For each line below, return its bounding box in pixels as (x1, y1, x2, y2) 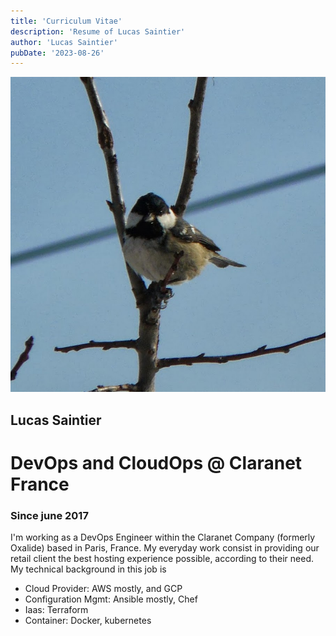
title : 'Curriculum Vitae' (10, 16, 123, 26)
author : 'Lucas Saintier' (10, 37, 118, 47)
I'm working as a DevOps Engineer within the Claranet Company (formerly (10, 531, 316, 544)
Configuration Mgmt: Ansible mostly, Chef (24, 593, 198, 605)
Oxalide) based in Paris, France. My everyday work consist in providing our (10, 542, 320, 554)
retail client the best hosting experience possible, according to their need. (10, 553, 315, 565)
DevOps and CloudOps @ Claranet (10, 451, 303, 474)
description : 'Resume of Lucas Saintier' (10, 26, 186, 37)
